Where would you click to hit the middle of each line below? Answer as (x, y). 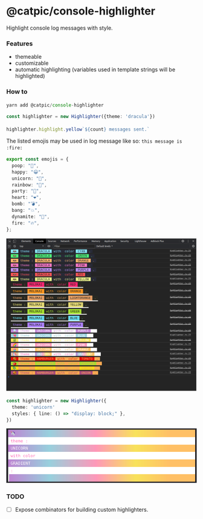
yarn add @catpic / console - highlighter (55, 105)
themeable (28, 57)
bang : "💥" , (26, 211)
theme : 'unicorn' (34, 407)
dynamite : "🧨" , (31, 217)
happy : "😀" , (28, 172)
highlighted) (30, 76)
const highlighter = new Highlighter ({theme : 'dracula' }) (81, 117)
